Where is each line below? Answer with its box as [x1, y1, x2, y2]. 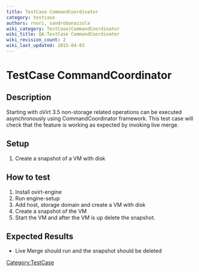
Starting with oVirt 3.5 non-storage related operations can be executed [6, 108, 182, 115]
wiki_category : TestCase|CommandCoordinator [6, 25, 120, 32]
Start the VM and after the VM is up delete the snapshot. [14, 213, 156, 221]
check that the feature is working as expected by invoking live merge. [6, 121, 179, 128]
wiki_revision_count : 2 [6, 37, 66, 43]
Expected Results [6, 231, 74, 241]
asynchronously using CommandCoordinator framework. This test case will [6, 115, 194, 122]
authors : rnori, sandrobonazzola [6, 20, 90, 26]
